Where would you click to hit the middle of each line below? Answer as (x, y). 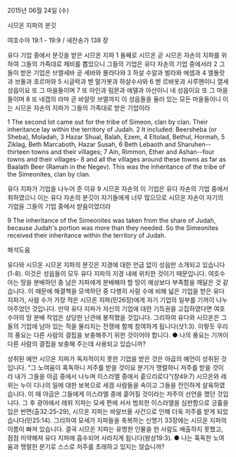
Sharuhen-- (194, 144)
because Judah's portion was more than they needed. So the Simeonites (113, 228)
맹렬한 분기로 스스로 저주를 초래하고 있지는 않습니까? (92, 446)
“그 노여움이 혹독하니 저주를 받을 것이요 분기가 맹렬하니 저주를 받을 (119, 367)
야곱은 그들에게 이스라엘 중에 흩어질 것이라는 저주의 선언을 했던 (129, 394)
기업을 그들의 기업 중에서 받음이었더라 (59, 206)
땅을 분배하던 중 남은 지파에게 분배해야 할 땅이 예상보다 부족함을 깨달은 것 (121, 282)
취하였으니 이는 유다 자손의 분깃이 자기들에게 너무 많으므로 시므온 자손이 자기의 (116, 198)
